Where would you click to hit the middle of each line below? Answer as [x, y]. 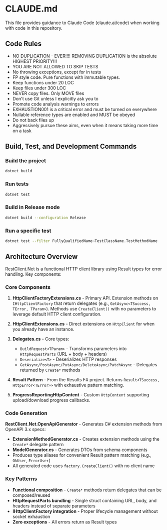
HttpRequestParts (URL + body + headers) [63, 354]
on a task [22, 131]
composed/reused [31, 495]
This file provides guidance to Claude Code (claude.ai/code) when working [82, 23]
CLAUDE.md [31, 9]
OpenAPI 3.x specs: [25, 430]
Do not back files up [33, 120]
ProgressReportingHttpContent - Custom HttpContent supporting [81, 394]
